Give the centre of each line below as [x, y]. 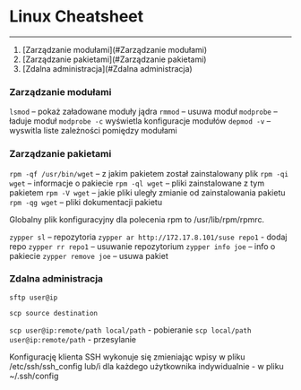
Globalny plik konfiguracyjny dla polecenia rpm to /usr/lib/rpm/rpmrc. [137, 219]
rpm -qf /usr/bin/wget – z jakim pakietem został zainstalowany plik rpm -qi [149, 173]
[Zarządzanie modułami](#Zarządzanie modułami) [115, 49]
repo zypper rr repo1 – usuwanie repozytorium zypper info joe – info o [142, 246]
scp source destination [54, 313]
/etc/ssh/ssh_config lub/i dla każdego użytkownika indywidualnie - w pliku [146, 366]
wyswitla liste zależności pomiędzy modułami [93, 131]
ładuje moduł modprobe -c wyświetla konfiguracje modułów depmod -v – [140, 121]
